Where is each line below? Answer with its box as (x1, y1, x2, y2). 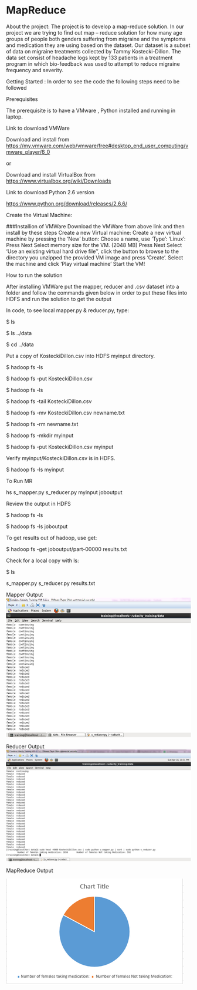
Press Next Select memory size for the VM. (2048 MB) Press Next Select (6, 241, 182, 248)
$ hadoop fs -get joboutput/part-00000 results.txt (6, 545, 127, 552)
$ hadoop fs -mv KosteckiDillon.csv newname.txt (6, 409, 125, 416)
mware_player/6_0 (6, 148, 50, 156)
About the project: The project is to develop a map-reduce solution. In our (6, 23, 185, 30)
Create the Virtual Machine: (6, 211, 73, 218)
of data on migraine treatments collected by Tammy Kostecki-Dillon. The (6, 48, 181, 55)
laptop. (6, 113, 23, 120)
